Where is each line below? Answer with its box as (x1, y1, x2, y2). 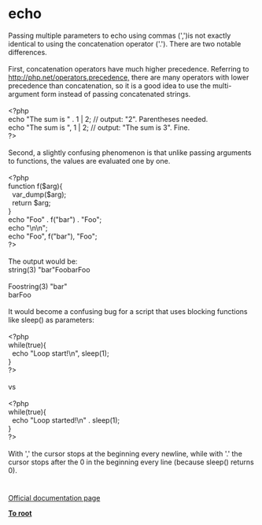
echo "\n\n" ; (8, 223, 48, 232)
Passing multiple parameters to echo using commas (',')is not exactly (8, 31, 231, 40)
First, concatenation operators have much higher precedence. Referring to (8, 64, 249, 73)
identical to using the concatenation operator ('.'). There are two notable (8, 39, 242, 48)
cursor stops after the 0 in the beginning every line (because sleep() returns (8, 457, 254, 467)
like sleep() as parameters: (8, 315, 94, 324)
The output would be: (8, 257, 78, 266)
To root (8, 508, 32, 518)
